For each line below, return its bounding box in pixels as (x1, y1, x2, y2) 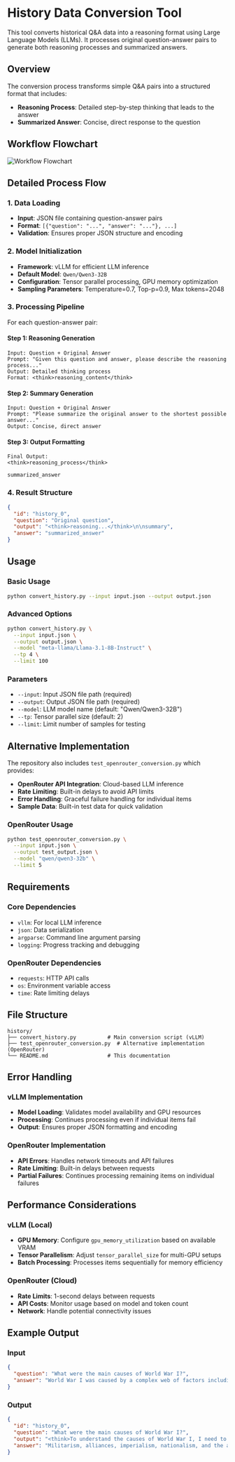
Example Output (7, 1327, 79, 1339)
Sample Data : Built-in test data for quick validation (17, 802, 163, 811)
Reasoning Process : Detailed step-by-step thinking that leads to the (17, 103, 215, 111)
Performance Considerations (7, 1199, 136, 1211)
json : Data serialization (17, 925, 84, 934)
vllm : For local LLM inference (17, 918, 102, 927)
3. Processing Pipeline (7, 302, 85, 312)
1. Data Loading (7, 198, 61, 207)
